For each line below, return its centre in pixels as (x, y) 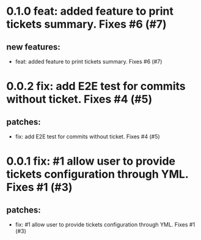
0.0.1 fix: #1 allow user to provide (91, 161)
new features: (34, 47)
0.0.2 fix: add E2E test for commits (96, 86)
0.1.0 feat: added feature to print (90, 11)
